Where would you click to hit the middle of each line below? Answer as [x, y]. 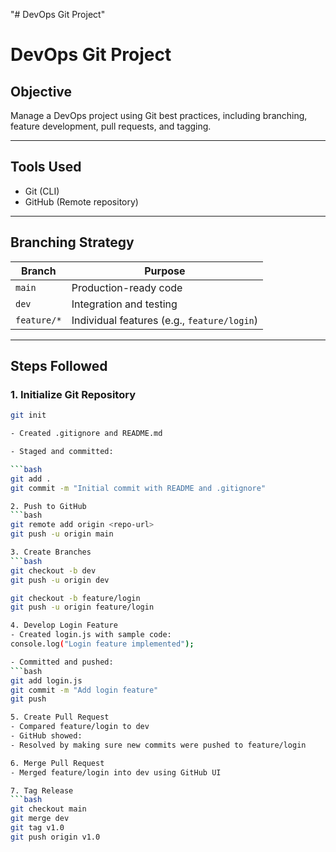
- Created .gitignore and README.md [86, 434]
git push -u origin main [62, 534]
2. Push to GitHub [48, 506]
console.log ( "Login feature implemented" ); [102, 644]
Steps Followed [59, 366]
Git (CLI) [42, 191]
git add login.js [46, 680]
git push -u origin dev [60, 580]
